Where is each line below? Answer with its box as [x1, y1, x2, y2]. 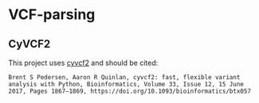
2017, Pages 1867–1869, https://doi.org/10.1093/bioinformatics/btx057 [8, 87, 251, 95]
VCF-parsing [8, 6, 96, 24]
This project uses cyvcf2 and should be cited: [8, 58, 159, 67]
